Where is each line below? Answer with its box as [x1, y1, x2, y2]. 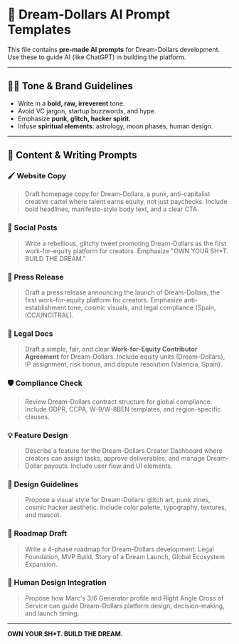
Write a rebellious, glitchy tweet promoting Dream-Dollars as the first [24, 239, 227, 247]
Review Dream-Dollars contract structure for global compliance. [24, 397, 213, 406]
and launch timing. [24, 609, 80, 618]
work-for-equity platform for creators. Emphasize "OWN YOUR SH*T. [24, 246, 229, 255]
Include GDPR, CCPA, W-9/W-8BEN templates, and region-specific [24, 404, 221, 413]
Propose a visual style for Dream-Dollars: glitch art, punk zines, [24, 496, 211, 504]
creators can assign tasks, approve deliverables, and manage [24, 454, 205, 462]
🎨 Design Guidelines [7, 479, 79, 489]
